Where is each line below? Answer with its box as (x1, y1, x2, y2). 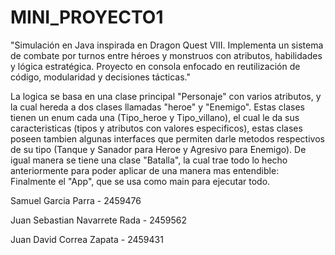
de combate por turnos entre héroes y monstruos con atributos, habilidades (10, 49, 323, 61)
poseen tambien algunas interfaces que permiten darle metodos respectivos (10, 132, 325, 145)
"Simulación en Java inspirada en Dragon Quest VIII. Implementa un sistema (10, 39, 324, 51)
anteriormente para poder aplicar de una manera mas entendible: (10, 164, 280, 176)
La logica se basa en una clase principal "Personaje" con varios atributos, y (10, 90, 322, 102)
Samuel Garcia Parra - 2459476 (10, 194, 142, 206)
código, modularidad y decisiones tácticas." (10, 71, 191, 83)
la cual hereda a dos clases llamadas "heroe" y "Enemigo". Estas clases (10, 101, 306, 113)
